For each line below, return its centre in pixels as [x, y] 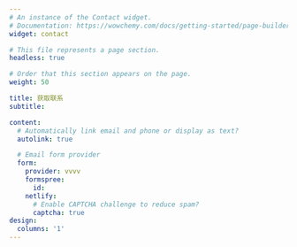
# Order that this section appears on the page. [100, 74]
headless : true [37, 58]
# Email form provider [59, 155]
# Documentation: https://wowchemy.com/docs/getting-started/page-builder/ [152, 26]
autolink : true [45, 139]
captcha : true [59, 212]
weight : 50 [29, 82]
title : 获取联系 [36, 98]
